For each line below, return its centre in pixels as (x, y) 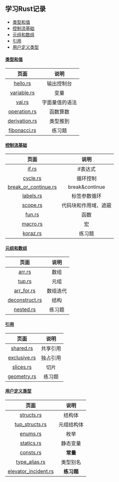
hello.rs (22, 83)
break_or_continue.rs (32, 187)
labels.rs (32, 196)
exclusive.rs (22, 357)
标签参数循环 (87, 196)
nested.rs (25, 310)
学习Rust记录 (26, 9)
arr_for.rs (25, 291)
